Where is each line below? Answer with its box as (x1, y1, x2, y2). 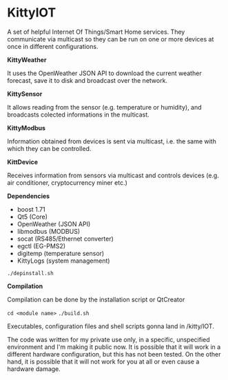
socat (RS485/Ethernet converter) (17, 234, 114, 243)
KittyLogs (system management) (17, 257, 110, 265)
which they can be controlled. (7, 144, 92, 152)
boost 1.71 (17, 205, 46, 213)
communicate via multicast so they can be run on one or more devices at (7, 34, 214, 43)
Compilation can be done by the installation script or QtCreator (7, 295, 185, 303)
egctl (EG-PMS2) (17, 241, 66, 250)
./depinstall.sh (7, 270, 54, 277)
